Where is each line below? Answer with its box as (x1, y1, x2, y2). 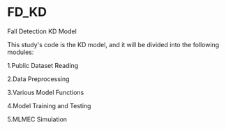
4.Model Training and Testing (7, 101, 91, 110)
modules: (7, 48, 34, 56)
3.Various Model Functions (7, 88, 84, 96)
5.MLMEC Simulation (7, 115, 68, 123)
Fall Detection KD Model (7, 27, 77, 35)
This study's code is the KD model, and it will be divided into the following (7, 40, 220, 49)
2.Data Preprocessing (7, 74, 70, 83)
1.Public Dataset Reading (7, 61, 79, 69)
